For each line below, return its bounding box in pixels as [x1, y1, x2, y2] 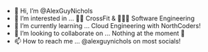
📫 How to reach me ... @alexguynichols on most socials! [13, 37, 181, 45]
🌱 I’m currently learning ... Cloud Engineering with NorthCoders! [13, 22, 201, 30]
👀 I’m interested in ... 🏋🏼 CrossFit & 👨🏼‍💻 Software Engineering [13, 14, 195, 22]
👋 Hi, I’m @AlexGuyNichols [13, 7, 94, 15]
